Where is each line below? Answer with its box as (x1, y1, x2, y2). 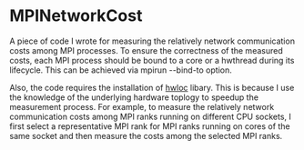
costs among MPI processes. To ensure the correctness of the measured (9, 45, 284, 55)
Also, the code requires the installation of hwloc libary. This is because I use (9, 82, 295, 93)
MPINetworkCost (9, 5, 143, 26)
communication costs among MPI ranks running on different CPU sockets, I (9, 111, 291, 122)
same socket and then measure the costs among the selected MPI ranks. (9, 130, 283, 141)
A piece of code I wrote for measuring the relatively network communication (9, 35, 296, 46)
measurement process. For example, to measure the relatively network (9, 101, 275, 112)
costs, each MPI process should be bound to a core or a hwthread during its (9, 55, 295, 65)
